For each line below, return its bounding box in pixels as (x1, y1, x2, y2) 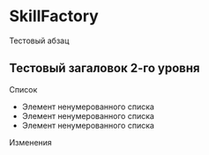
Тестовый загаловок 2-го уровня (9, 61, 200, 76)
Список (9, 84, 38, 94)
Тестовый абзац (9, 35, 70, 46)
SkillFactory (9, 6, 99, 26)
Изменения (9, 137, 53, 147)
